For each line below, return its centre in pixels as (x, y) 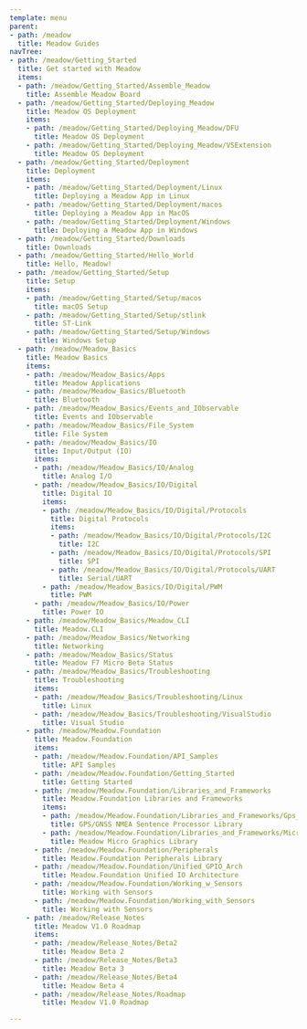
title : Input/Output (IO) (83, 451)
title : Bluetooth (67, 400)
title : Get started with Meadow (79, 69)
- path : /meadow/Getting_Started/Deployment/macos (124, 205)
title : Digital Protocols (99, 519)
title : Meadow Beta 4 (84, 986)
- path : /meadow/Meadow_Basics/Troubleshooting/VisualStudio (153, 714)
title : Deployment (61, 171)
